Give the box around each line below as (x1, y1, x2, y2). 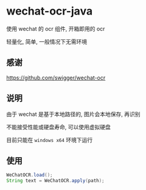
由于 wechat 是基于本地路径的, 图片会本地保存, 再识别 (6, 110, 141, 118)
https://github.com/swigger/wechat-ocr (6, 74, 106, 81)
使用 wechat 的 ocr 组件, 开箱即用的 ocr (6, 25, 105, 32)
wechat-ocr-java (6, 4, 93, 18)
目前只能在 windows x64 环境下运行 (6, 136, 93, 143)
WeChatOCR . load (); (6, 172, 53, 178)
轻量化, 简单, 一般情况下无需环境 (6, 38, 87, 45)
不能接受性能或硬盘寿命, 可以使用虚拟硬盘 (6, 123, 111, 131)
